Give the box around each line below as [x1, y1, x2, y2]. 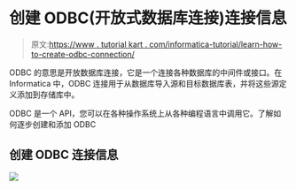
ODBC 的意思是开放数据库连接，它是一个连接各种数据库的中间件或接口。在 [9, 67, 283, 78]
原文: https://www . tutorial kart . [30, 39, 148, 49]
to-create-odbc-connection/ [30, 49, 136, 59]
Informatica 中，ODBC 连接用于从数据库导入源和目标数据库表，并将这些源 [9, 78, 279, 88]
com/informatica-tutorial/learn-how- [149, 39, 283, 49]
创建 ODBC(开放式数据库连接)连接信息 [9, 8, 287, 28]
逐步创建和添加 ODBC [16, 118, 97, 129]
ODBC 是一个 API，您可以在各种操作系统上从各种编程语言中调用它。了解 [9, 108, 274, 118]
